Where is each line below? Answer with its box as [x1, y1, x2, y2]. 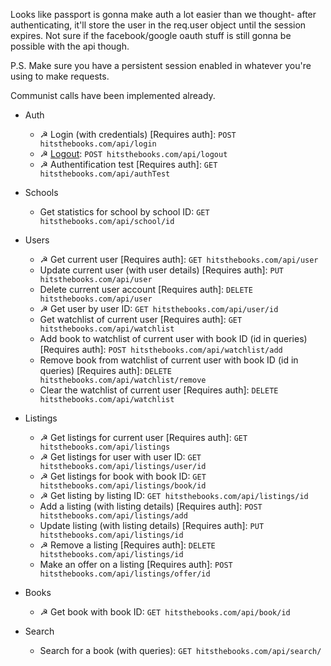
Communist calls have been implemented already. [10, 90, 216, 101]
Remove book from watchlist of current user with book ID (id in [39, 354, 299, 366]
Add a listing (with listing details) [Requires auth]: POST [39, 500, 263, 512]
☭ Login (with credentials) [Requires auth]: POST [39, 129, 237, 140]
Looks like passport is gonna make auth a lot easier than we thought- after [10, 9, 317, 20]
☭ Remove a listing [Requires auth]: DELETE [39, 539, 216, 551]
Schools [24, 187, 59, 198]
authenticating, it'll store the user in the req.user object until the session [10, 19, 307, 31]
